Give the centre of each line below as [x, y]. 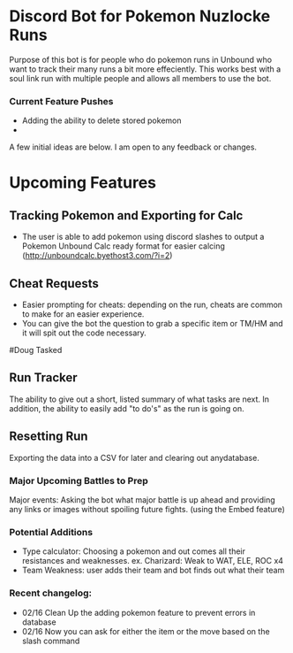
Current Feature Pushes [61, 101]
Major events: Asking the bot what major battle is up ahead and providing [142, 499]
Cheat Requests [54, 284]
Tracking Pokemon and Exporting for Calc [126, 215]
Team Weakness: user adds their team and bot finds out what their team [153, 570]
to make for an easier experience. [83, 314]
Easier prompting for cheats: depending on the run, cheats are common [152, 305]
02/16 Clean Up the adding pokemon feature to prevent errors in [139, 612]
